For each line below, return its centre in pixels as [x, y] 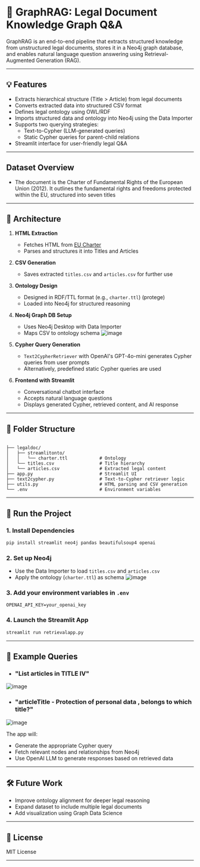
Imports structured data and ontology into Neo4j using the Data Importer [104, 118]
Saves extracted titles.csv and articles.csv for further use [98, 274]
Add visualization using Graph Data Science [68, 813]
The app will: [22, 734]
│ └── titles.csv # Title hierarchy [76, 464]
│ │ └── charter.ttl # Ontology [66, 458]
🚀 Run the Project [39, 513]
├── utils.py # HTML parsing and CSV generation [97, 484]
